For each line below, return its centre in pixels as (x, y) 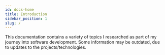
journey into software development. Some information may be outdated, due (82, 42)
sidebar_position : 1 (26, 18)
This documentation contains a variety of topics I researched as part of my (81, 37)
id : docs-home (20, 9)
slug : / (13, 23)
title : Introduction (26, 14)
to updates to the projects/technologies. (46, 47)
